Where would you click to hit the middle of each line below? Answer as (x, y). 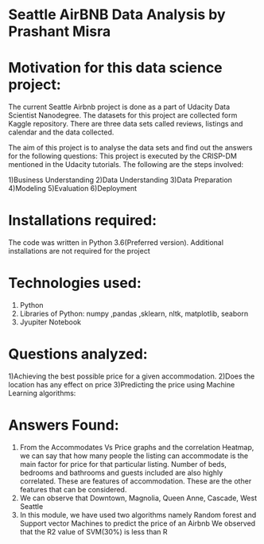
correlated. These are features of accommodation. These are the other (136, 481)
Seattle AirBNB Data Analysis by (117, 15)
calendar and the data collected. (61, 132)
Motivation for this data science (115, 68)
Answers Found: (64, 425)
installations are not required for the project (79, 251)
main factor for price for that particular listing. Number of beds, (123, 464)
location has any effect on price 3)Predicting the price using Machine (122, 384)
